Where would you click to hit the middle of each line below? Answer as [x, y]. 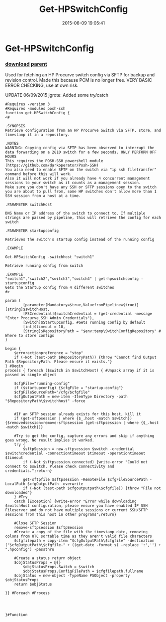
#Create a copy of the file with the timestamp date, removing [81, 532]
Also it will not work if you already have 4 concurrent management [78, 179]
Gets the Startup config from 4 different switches [60, 288]
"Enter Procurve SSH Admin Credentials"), [50, 318]
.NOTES [12, 144]
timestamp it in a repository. [38, 135]
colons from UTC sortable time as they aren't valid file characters [79, 536]
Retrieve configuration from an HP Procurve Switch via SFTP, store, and [83, 131]
